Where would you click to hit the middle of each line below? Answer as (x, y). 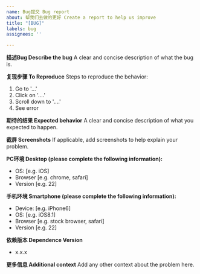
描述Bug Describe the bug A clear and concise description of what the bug (100, 57)
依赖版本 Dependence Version (44, 240)
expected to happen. (32, 127)
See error (27, 108)
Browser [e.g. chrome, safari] (52, 177)
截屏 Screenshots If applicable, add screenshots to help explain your (92, 140)
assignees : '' (24, 34)
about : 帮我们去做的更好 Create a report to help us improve (81, 18)
